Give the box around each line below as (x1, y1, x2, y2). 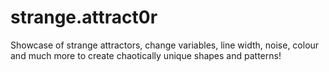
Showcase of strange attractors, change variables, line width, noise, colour (10, 39, 320, 51)
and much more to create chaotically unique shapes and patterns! (10, 49, 282, 61)
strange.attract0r (10, 6, 158, 29)
